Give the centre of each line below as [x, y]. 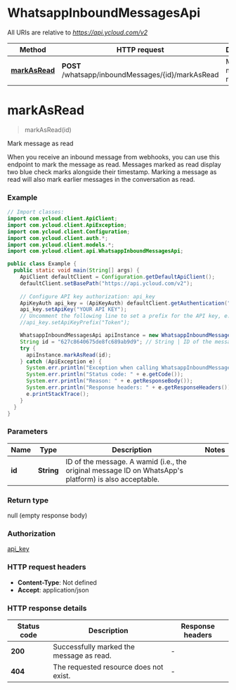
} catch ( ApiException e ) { [61, 361]
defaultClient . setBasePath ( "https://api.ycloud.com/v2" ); [106, 283]
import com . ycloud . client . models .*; [61, 245]
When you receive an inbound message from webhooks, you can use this [113, 157]
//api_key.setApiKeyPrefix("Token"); [75, 323]
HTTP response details [47, 608]
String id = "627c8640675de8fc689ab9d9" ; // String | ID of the [116, 342]
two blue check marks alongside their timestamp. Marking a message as [112, 172]
